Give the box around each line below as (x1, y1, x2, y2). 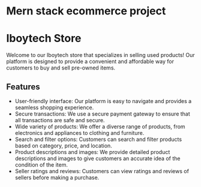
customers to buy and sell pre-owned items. (6, 64, 116, 71)
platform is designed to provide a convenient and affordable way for (6, 58, 174, 65)
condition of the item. (14, 161, 68, 168)
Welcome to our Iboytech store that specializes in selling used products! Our (6, 52, 195, 59)
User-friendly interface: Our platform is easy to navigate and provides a (14, 97, 192, 104)
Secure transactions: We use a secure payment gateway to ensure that (14, 110, 190, 117)
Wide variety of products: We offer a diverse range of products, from (14, 123, 185, 130)
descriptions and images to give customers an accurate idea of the (14, 155, 181, 162)
